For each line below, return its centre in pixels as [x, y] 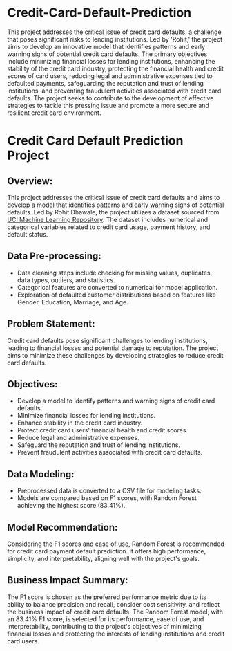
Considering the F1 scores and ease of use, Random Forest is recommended [116, 544]
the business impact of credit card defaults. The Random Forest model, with [115, 612]
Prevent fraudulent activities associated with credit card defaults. [110, 452]
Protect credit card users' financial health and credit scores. [103, 430]
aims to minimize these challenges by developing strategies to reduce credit [115, 355]
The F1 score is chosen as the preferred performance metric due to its [107, 597]
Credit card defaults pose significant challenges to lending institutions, [108, 340]
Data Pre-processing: [54, 256]
